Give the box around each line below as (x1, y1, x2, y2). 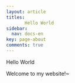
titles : (6, 14, 25, 20)
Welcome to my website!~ (6, 70, 70, 77)
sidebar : (6, 25, 28, 32)
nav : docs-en (11, 31, 44, 37)
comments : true (6, 42, 44, 48)
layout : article (6, 8, 46, 15)
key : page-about (6, 36, 46, 42)
